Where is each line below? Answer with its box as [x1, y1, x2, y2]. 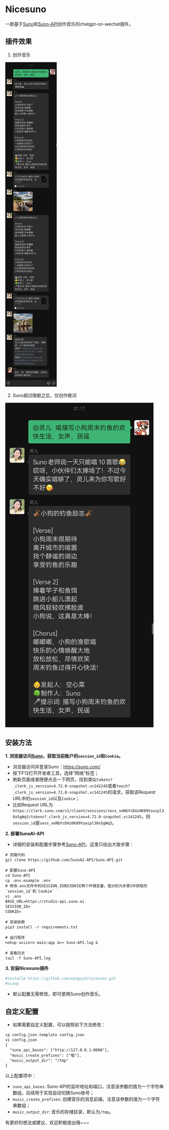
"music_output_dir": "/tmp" [10, 1058, 69, 1063]
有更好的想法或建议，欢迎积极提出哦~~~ [5, 1119, 89, 1126]
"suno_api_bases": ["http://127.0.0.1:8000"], [10, 1048, 109, 1053]
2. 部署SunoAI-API [5, 830, 44, 836]
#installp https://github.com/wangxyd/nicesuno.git [5, 976, 116, 981]
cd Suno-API [5, 873, 30, 878]
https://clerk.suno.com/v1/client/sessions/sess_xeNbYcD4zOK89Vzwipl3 [12, 808, 164, 813]
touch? [116, 783, 130, 789]
